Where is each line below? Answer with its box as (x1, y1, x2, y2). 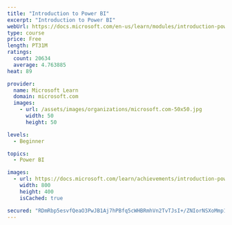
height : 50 (25, 119, 57, 126)
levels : (7, 131, 30, 138)
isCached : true (19, 195, 64, 202)
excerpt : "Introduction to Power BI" (7, 17, 116, 23)
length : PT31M (7, 42, 48, 49)
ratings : (7, 49, 32, 56)
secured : (7, 207, 32, 214)
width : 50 (25, 112, 54, 119)
